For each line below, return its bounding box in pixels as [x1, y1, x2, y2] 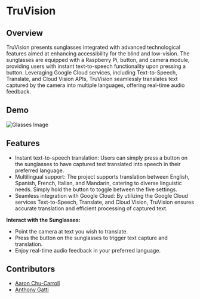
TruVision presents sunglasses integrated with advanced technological [6, 43, 181, 51]
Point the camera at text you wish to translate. [14, 228, 128, 235]
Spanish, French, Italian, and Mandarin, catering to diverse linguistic [14, 179, 182, 186]
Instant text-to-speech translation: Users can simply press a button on [14, 154, 188, 161]
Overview [6, 28, 44, 38]
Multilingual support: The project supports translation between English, [14, 173, 190, 180]
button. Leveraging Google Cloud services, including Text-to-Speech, [6, 69, 177, 76]
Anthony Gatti [14, 286, 49, 293]
